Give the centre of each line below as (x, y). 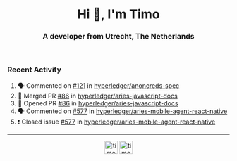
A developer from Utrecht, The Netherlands (119, 37)
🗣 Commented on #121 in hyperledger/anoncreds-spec (98, 85)
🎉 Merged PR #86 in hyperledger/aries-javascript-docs (97, 96)
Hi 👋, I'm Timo (119, 14)
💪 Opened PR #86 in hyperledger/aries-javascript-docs (98, 103)
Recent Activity (35, 70)
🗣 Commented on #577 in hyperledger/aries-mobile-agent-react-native (122, 111)
